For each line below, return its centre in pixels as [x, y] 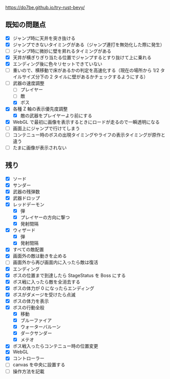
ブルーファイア [36, 320]
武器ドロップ [26, 198]
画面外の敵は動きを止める [40, 256]
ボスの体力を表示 [31, 301]
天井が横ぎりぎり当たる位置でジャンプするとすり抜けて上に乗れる [82, 58]
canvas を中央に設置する [39, 365]
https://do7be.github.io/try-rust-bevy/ [45, 7]
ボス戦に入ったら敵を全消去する [46, 281]
